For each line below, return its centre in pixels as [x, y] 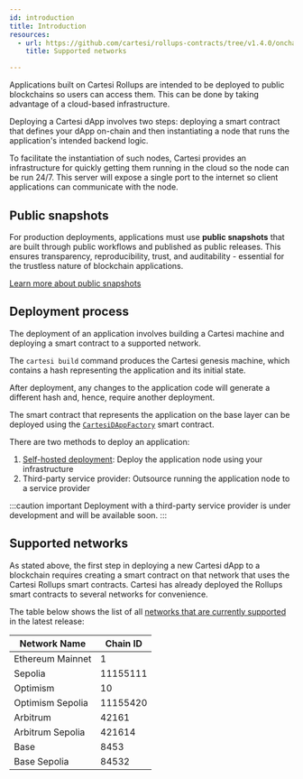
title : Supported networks [76, 51]
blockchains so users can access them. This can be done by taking [134, 95]
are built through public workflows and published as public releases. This [145, 246]
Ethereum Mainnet [53, 658]
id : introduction [42, 18]
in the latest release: [47, 621]
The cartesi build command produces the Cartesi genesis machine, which [150, 360]
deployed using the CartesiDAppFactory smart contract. [112, 424]
